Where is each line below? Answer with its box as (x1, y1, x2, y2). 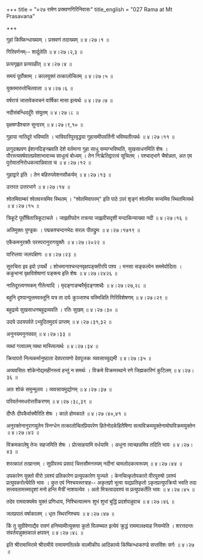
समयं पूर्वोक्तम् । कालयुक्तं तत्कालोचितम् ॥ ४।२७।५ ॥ (6, 73, 113, 79)
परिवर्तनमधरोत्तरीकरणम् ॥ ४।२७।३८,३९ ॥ (6, 398, 92, 405)
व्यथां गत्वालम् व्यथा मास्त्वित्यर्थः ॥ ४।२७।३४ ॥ (6, 343, 98, 349)
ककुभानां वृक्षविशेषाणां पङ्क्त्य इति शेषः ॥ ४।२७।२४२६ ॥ (6, 270, 118, 277)
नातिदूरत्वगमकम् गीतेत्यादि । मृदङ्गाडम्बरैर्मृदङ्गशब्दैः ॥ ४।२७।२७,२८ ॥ (6, 282, 146, 289)
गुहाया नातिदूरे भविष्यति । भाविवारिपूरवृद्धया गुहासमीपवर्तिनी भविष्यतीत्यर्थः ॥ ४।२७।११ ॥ (6, 133, 175, 140)
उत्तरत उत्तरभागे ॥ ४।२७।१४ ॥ (6, 183, 70, 191)
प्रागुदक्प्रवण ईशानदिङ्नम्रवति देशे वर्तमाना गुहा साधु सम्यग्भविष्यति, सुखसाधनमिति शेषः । (6, 146, 168, 152)
